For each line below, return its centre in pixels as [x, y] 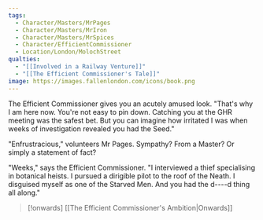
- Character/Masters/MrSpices [65, 37]
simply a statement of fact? [52, 152]
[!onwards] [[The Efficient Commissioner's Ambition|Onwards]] [130, 207]
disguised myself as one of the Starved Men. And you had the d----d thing [129, 184]
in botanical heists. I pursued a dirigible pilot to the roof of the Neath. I [122, 176]
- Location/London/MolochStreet [69, 52]
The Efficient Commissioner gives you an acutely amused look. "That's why [131, 104]
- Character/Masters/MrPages [63, 23]
